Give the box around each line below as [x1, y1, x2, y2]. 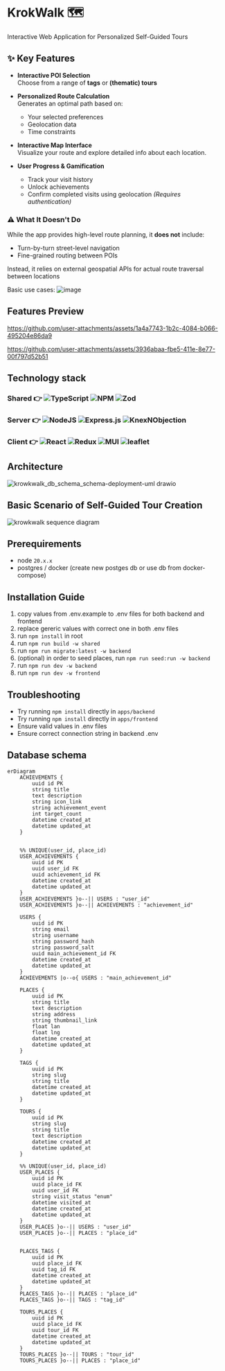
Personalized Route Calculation [17, 92, 110, 100]
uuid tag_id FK [32, 1265, 76, 1273]
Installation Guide [7, 591, 85, 603]
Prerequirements [7, 538, 82, 550]
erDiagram [7, 768, 36, 775]
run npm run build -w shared [17, 639, 100, 648]
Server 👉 [7, 415, 42, 425]
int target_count [32, 810, 82, 817]
